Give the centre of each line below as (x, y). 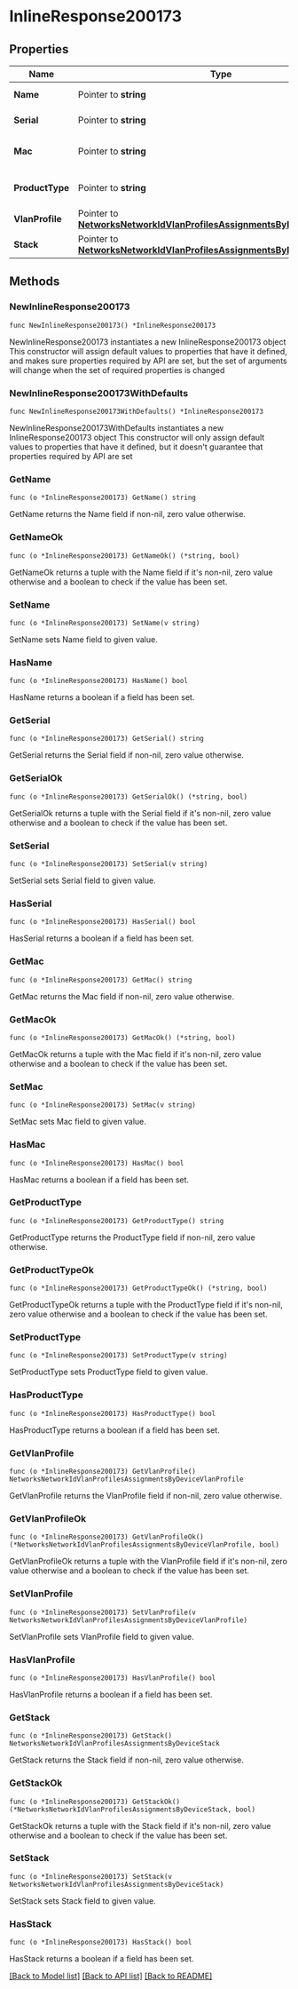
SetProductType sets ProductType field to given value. (109, 1372)
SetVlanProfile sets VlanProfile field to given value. (102, 1636)
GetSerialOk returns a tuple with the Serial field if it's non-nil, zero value (140, 813)
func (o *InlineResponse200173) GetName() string (103, 498)
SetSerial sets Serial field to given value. (83, 880)
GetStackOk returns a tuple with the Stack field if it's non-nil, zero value (140, 1826)
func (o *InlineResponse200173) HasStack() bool (101, 1943)
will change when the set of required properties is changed (117, 370)
